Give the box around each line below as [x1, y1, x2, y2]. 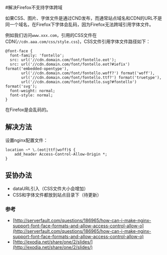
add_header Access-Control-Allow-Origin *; [14, 151, 108, 157]
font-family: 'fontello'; [10, 53, 65, 58]
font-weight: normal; [10, 88, 56, 93]
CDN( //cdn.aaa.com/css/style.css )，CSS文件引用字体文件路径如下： [5, 38, 151, 44]
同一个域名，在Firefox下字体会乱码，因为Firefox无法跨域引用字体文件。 [5, 22, 154, 27]
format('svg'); [5, 84, 37, 89]
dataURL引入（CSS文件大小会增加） [12, 185, 89, 191]
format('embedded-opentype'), [5, 66, 69, 71]
